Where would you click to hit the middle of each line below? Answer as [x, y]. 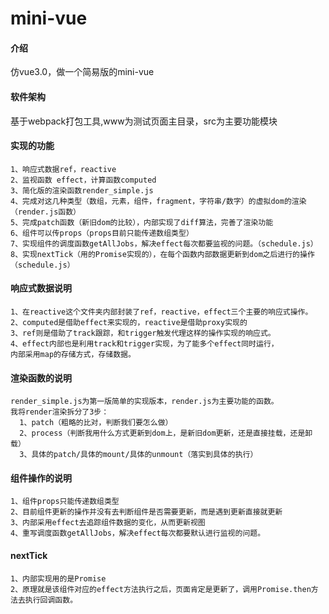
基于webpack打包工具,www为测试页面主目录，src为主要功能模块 [144, 121]
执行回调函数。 [51, 600]
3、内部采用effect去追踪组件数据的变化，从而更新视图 [108, 523]
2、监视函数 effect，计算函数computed [83, 180]
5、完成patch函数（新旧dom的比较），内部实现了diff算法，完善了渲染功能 [142, 222]
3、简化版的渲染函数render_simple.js [82, 190]
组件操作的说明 [41, 478]
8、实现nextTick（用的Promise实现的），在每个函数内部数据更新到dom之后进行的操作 [162, 254]
